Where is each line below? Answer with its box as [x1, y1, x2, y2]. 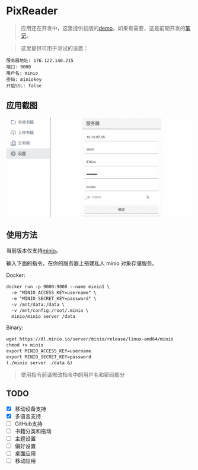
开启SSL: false [6, 83, 42, 89]
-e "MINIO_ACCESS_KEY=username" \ [11, 289, 97, 295]
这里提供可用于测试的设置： [20, 45, 89, 52]
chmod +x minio [6, 342, 44, 348]
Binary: [6, 324, 24, 331]
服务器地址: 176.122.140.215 [6, 58, 74, 64]
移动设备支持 [14, 405, 46, 412]
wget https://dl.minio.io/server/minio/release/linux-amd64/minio [6, 336, 174, 342]
